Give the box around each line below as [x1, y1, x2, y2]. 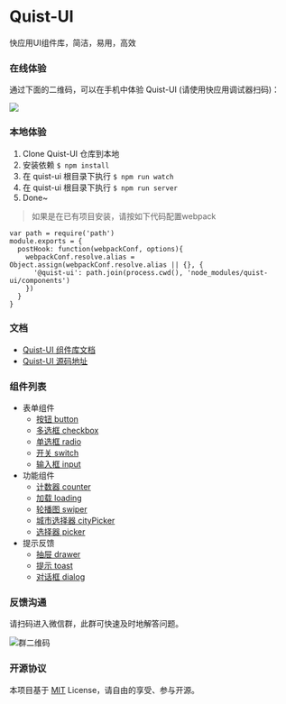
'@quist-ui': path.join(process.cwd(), [32, 268, 183, 277]
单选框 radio [35, 436, 82, 447]
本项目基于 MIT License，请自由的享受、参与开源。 [9, 684, 200, 695]
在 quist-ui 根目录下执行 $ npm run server [22, 182, 179, 193]
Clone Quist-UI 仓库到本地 [22, 148, 120, 159]
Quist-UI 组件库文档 [22, 344, 97, 355]
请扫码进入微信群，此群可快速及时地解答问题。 [9, 618, 183, 629]
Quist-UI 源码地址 [22, 355, 88, 366]
